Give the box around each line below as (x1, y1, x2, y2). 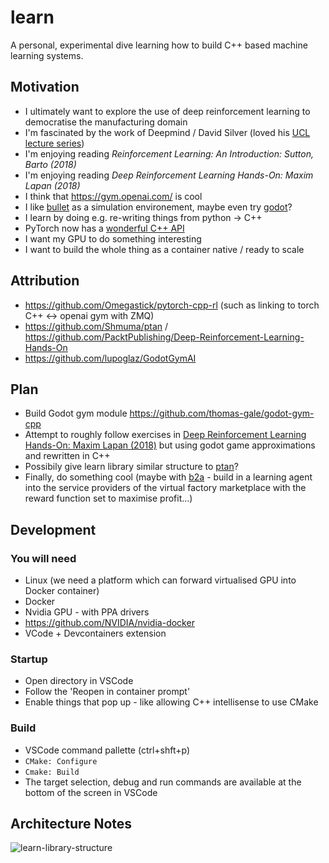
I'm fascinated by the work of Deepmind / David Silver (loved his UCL (24, 126, 311, 138)
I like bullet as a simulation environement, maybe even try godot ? (24, 201, 293, 213)
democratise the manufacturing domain (24, 116, 188, 128)
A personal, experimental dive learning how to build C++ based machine (10, 39, 308, 51)
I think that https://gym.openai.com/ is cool (24, 190, 203, 202)
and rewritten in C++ (24, 450, 111, 462)
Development (10, 521, 97, 538)
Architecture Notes (10, 816, 133, 833)
